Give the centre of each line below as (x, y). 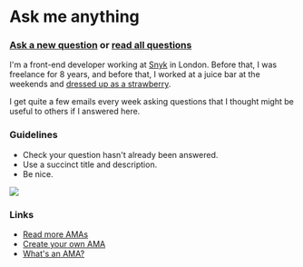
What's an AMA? (54, 254)
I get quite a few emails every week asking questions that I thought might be (152, 102)
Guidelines (34, 135)
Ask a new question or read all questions (101, 45)
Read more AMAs (55, 234)
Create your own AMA (64, 244)
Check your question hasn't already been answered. (120, 154)
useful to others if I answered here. (75, 112)
